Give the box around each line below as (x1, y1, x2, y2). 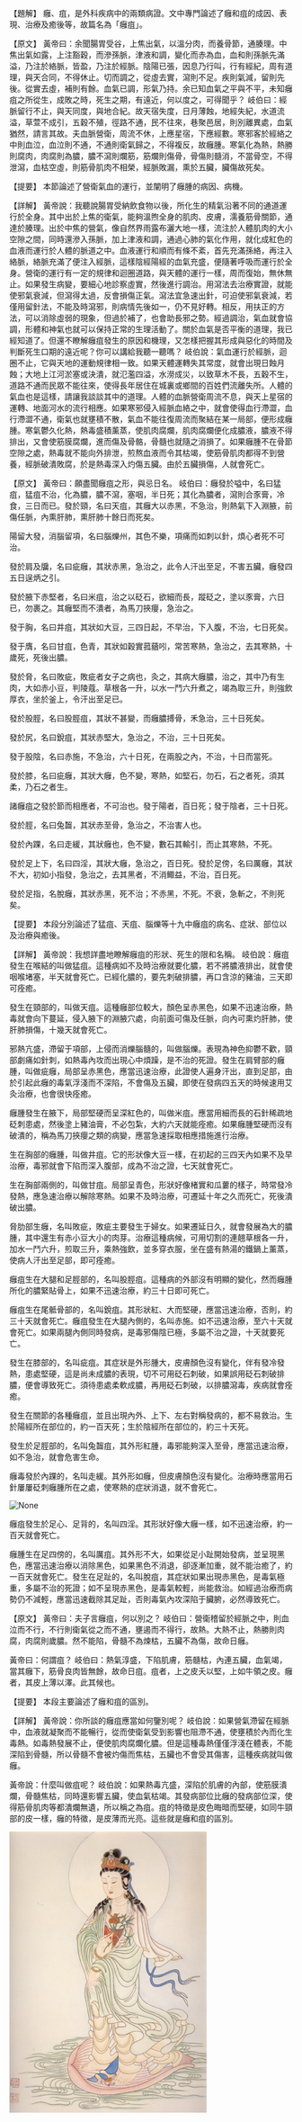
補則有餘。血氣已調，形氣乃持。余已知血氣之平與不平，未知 (64, 84, 285, 94)
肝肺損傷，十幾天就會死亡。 (9, 1025, 112, 1034)
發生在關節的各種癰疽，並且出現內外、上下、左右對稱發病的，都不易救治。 (9, 1410, 285, 1420)
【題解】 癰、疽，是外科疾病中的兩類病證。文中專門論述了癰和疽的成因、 (9, 8, 280, 18)
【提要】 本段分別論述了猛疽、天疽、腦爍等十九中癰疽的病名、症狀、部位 (9, 918, 280, 929)
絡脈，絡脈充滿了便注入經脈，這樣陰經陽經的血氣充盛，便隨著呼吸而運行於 (9, 256, 285, 267)
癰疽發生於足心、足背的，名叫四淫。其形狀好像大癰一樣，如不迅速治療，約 (9, 1518, 285, 1529)
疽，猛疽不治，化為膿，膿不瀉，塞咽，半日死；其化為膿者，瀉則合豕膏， (9, 489, 277, 499)
